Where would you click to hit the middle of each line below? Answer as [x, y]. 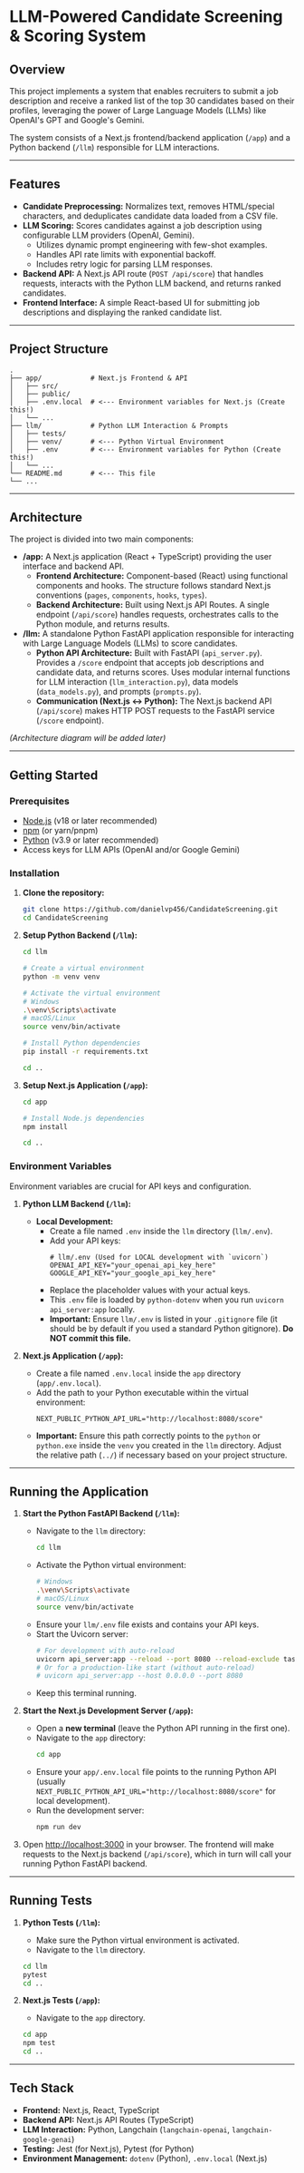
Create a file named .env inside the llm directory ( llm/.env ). [161, 1231]
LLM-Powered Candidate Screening [146, 17]
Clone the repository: [63, 893]
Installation [35, 873]
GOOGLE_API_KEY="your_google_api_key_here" [133, 1273]
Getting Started [54, 775]
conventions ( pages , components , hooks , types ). [122, 595]
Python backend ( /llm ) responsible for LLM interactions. [114, 147]
